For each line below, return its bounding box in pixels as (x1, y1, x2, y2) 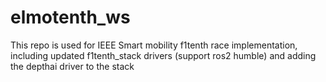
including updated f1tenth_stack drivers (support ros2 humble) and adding (10, 49, 317, 61)
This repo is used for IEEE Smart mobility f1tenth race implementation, (10, 39, 298, 51)
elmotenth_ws (10, 6, 131, 29)
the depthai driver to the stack (10, 60, 135, 72)
